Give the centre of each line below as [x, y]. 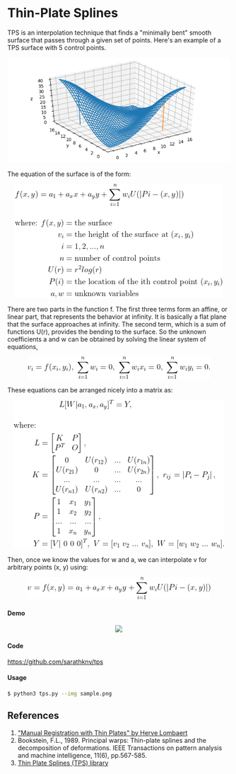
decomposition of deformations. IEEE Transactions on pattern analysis [120, 748]
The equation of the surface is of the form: [69, 174]
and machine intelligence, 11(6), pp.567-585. [82, 755]
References [33, 716]
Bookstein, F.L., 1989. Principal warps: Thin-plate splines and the [112, 740]
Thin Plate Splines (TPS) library [63, 763]
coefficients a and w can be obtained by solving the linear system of [107, 339]
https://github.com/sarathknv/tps [55, 662]
